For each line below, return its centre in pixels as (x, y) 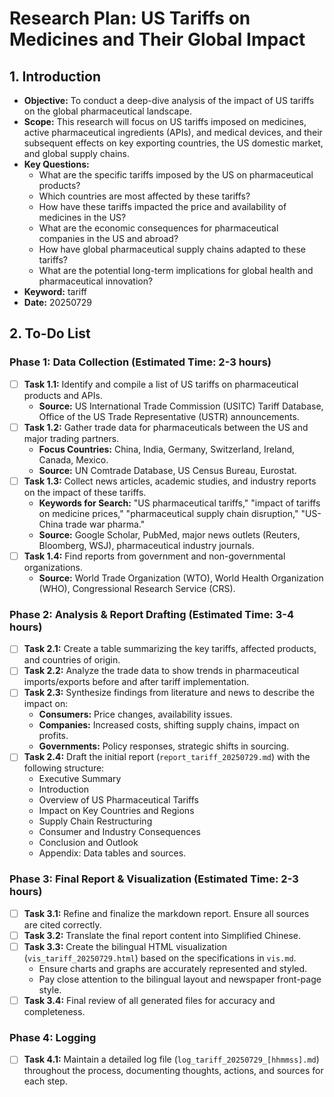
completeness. (54, 1012)
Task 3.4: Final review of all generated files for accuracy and (149, 1000)
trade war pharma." (105, 524)
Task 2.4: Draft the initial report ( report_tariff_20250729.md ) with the (167, 757)
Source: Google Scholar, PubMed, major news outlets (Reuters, (169, 534)
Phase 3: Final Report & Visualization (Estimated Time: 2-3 (154, 879)
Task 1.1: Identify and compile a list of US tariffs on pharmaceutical (161, 384)
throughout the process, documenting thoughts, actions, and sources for (173, 1071)
